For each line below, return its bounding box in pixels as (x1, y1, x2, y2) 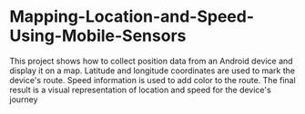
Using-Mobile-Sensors (9, 25, 187, 46)
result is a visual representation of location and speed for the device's (9, 84, 271, 95)
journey (9, 93, 38, 105)
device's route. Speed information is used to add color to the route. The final (9, 74, 296, 85)
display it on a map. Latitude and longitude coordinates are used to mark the (9, 65, 296, 76)
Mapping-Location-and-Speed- (9, 6, 255, 27)
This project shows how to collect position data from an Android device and (9, 55, 293, 66)
